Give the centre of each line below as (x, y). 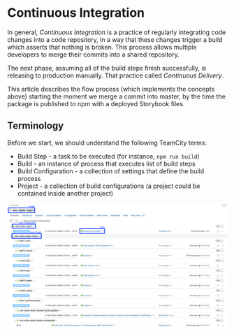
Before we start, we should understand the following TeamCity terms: (107, 143)
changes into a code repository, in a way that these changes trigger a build (115, 39)
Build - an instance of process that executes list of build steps (106, 164)
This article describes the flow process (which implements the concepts (111, 89)
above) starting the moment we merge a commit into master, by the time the (116, 96)
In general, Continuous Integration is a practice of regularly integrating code (117, 32)
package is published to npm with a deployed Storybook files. (96, 103)
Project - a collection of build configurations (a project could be (109, 186)
